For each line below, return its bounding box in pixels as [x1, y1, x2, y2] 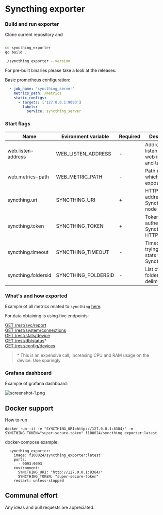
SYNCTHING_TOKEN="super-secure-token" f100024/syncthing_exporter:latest [5, 431, 158, 436]
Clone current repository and [5, 32, 63, 37]
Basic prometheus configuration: [5, 77, 70, 83]
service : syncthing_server [26, 109, 81, 114]
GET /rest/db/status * [5, 338, 47, 343]
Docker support [5, 404, 53, 412]
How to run [5, 417, 28, 423]
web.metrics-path [7, 173, 49, 180]
